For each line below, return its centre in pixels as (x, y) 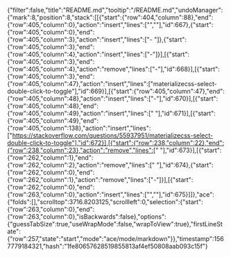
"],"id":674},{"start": (185, 165)
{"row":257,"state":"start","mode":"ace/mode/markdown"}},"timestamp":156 (115, 239)
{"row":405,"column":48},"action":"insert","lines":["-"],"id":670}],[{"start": (113, 99)
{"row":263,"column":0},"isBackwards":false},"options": (87, 217)
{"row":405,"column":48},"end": (53, 106)
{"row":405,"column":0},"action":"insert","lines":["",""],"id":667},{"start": (110, 25)
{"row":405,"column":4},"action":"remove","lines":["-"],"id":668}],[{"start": (113, 69)
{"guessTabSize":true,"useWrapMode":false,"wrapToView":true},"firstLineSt (115, 224)
